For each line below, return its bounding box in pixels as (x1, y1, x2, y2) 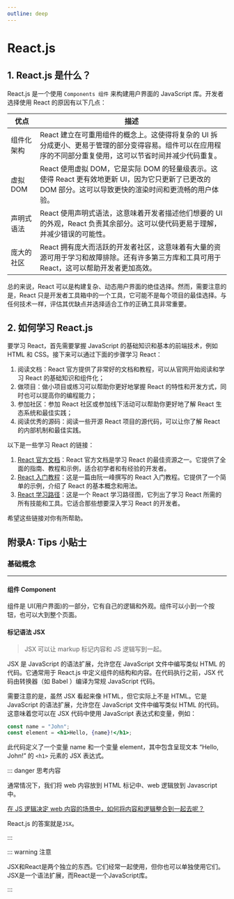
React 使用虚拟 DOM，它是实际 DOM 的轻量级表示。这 (39, 164, 218, 173)
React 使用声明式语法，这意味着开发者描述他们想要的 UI (39, 208, 223, 218)
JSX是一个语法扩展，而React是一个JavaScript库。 (7, 871, 152, 880)
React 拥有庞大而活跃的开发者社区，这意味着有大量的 (39, 242, 214, 251)
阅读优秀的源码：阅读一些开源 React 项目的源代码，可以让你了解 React (17, 417, 221, 425)
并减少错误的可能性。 (39, 229, 110, 239)
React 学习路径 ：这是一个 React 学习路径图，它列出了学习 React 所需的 (17, 490, 222, 499)
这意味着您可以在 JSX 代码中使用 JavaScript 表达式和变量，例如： (7, 709, 197, 717)
